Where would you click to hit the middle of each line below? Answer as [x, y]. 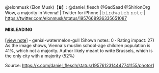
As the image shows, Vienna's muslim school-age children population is [78, 46]
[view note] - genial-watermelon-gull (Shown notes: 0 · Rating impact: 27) [80, 40]
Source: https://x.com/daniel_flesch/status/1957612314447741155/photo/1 [80, 66]
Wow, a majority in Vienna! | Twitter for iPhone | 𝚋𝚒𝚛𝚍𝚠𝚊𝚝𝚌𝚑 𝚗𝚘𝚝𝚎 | [75, 13]
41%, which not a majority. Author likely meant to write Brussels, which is [79, 51]
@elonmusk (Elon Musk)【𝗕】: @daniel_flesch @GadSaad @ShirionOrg [78, 7]
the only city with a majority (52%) [40, 56]
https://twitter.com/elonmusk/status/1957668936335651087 [66, 18]
